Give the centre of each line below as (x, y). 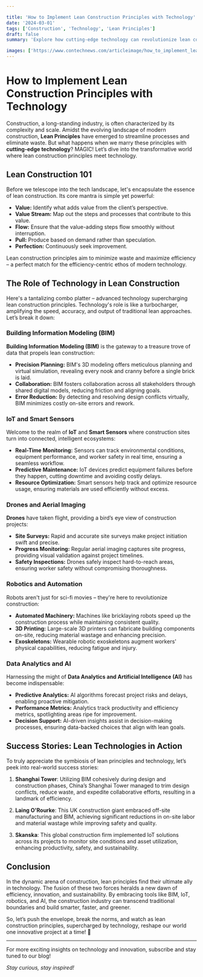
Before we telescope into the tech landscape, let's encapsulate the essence (101, 189)
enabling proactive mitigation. (52, 701)
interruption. (31, 233)
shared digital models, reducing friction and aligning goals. (88, 390)
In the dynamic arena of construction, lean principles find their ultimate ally (99, 881)
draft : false (23, 34)
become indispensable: (35, 683)
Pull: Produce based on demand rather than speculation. (85, 240)
